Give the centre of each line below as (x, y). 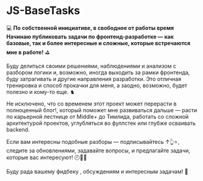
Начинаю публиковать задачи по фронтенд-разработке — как (90, 37)
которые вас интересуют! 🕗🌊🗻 (47, 157)
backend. (18, 129)
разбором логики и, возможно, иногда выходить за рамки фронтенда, (98, 72)
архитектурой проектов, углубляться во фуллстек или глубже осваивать (101, 123)
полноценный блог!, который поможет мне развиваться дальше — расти (102, 110)
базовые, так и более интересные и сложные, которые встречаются (98, 43)
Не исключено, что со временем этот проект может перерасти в (91, 104)
